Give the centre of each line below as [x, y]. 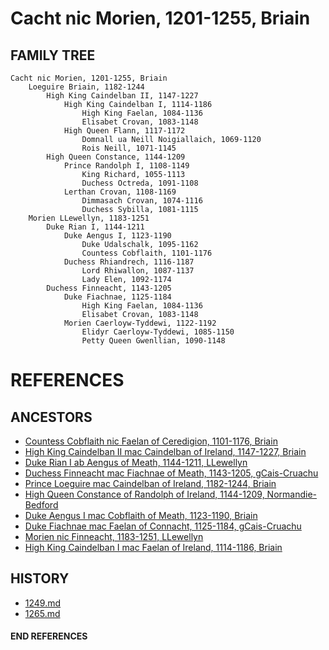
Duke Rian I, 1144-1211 [95, 227]
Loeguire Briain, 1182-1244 [86, 87]
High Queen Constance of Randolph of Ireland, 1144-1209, [144, 494]
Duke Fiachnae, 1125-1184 [117, 297]
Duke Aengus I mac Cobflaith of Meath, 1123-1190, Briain [141, 515]
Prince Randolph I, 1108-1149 [126, 166]
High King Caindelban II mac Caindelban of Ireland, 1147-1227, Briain [165, 451]
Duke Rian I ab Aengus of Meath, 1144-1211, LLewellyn [136, 462]
